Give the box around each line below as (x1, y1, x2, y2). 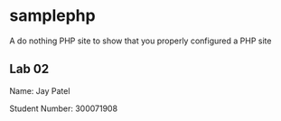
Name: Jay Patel (9, 85, 70, 96)
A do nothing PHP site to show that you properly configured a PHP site (9, 35, 272, 46)
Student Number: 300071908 (9, 103, 118, 114)
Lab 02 (9, 61, 50, 77)
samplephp (9, 5, 97, 26)
